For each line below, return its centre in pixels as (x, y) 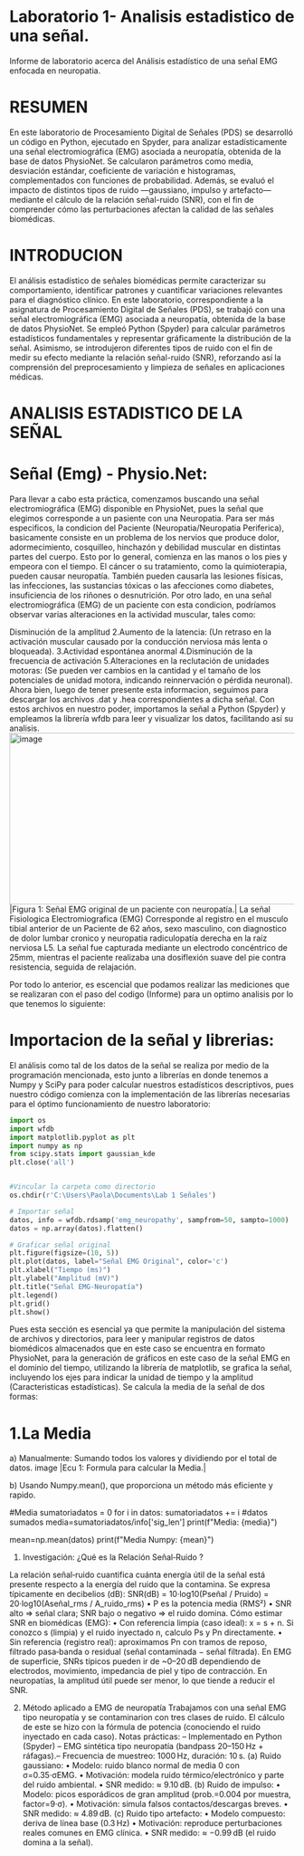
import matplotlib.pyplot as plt (72, 1137)
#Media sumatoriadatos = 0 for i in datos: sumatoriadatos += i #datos (139, 1513)
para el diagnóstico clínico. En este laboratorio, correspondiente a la (137, 300)
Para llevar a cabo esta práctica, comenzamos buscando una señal (134, 499)
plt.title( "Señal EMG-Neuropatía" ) (76, 1287)
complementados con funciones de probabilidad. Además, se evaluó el (142, 180)
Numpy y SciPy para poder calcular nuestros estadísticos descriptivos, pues (152, 1085)
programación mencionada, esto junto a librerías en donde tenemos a (139, 1075)
